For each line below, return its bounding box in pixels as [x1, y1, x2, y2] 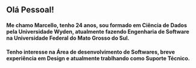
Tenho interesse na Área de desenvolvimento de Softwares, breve [6, 48, 175, 55]
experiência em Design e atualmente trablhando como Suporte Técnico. [6, 54, 190, 62]
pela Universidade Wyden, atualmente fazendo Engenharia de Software [6, 28, 190, 35]
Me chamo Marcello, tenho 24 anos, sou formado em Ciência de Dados [6, 21, 188, 29]
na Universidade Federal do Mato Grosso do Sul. [6, 34, 130, 42]
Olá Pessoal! [6, 5, 54, 15]
